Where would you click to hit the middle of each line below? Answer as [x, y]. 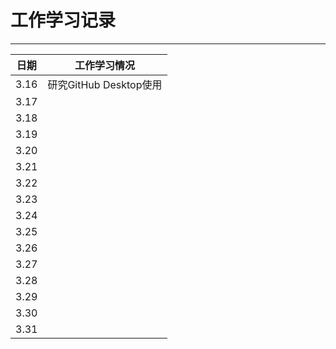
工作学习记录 [63, 20]
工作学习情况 [104, 65]
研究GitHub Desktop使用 [105, 84]
